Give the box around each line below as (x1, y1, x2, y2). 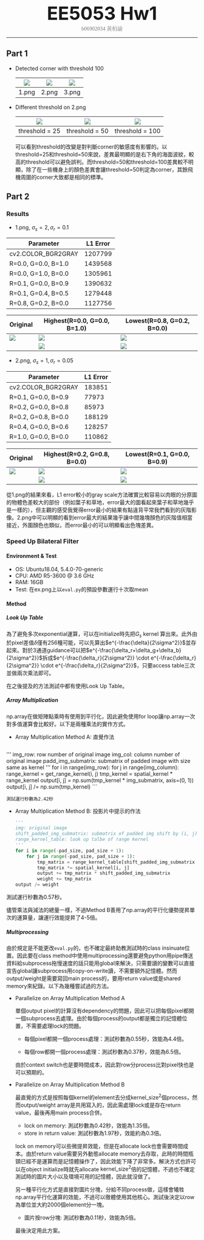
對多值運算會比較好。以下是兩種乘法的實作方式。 (6, 720, 129, 728)
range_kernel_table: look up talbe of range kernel (15, 837, 149, 843)
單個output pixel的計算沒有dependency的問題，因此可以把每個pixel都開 (15, 1007, 194, 1014)
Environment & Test (6, 552, 57, 559)
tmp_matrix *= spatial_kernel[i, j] (37, 865, 130, 871)
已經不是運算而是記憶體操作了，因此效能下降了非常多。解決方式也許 (20, 1157, 191, 1165)
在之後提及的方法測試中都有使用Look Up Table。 (6, 682, 128, 689)
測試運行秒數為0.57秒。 (6, 893, 66, 901)
